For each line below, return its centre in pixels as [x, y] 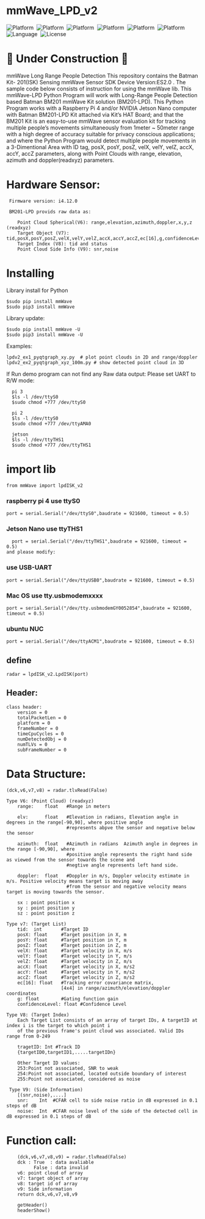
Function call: [41, 1140]
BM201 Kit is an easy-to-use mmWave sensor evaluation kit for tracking [96, 121]
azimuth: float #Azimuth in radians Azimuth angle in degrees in [108, 844]
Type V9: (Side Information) [46, 1089]
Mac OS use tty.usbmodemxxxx [55, 595]
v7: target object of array [53, 1178]
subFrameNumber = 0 [42, 750]
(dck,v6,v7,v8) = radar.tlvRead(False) [57, 790]
